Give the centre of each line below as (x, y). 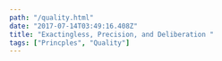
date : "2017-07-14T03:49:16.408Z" (74, 26)
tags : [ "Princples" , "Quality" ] (69, 43)
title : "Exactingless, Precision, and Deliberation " (112, 34)
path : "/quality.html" (51, 17)
